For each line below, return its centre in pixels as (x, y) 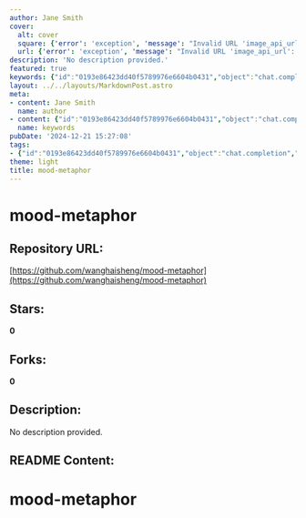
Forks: (28, 359)
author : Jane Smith (46, 18)
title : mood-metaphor (51, 170)
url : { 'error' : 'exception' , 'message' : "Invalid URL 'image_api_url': (157, 52)
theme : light (34, 162)
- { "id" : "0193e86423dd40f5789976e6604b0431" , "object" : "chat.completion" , (153, 153)
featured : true (38, 69)
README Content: (62, 461)
